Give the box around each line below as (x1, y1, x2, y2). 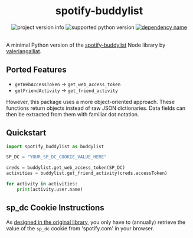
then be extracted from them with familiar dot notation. (6, 110, 139, 118)
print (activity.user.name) (17, 186, 83, 193)
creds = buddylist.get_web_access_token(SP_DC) (6, 165, 126, 171)
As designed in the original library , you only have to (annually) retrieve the (6, 219, 186, 226)
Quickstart (6, 128, 47, 138)
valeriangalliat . (6, 47, 42, 54)
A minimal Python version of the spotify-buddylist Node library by (6, 41, 166, 48)
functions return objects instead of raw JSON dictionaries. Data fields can (6, 105, 186, 112)
